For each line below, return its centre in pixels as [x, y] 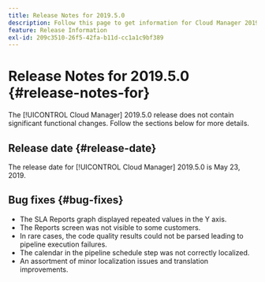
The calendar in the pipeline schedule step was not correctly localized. [134, 252]
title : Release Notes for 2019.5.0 [67, 15]
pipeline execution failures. [63, 244]
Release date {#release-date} [82, 148]
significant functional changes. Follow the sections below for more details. [129, 124]
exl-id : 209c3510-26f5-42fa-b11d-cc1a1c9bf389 [86, 37]
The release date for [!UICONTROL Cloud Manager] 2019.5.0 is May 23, [124, 167]
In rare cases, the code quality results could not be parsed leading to [131, 236]
